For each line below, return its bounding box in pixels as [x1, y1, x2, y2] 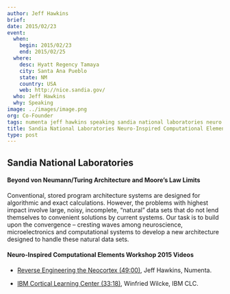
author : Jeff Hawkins [7, 10, 69, 17]
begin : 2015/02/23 [19, 42, 72, 49]
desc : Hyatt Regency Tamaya [19, 61, 99, 68]
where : [13, 55, 32, 62]
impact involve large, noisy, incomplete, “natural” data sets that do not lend [7, 205, 219, 214]
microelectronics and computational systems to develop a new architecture [7, 227, 220, 236]
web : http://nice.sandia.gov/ [19, 87, 106, 93]
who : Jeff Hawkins [13, 93, 66, 100]
